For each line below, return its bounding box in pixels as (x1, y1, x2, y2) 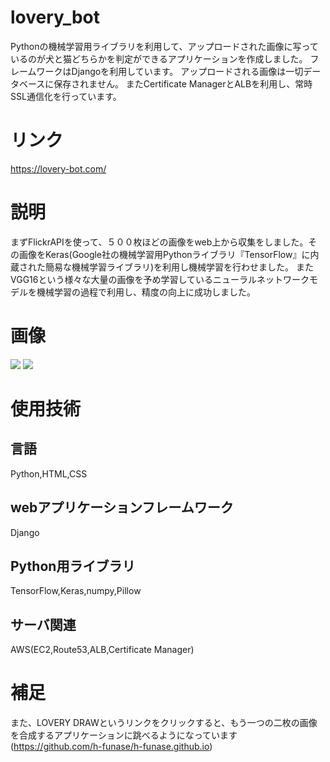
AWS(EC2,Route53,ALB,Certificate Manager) (10, 644, 195, 656)
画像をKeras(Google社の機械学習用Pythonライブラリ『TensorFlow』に (18, 248, 311, 260)
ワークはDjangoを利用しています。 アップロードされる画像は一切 (36, 65, 304, 77)
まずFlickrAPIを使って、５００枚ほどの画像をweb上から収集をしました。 (10, 236, 309, 248)
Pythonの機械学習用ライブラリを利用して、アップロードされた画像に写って (10, 40, 319, 52)
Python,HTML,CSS (10, 467, 88, 480)
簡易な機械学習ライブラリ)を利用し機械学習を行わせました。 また (44, 261, 315, 273)
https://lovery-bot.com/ (10, 162, 107, 175)
